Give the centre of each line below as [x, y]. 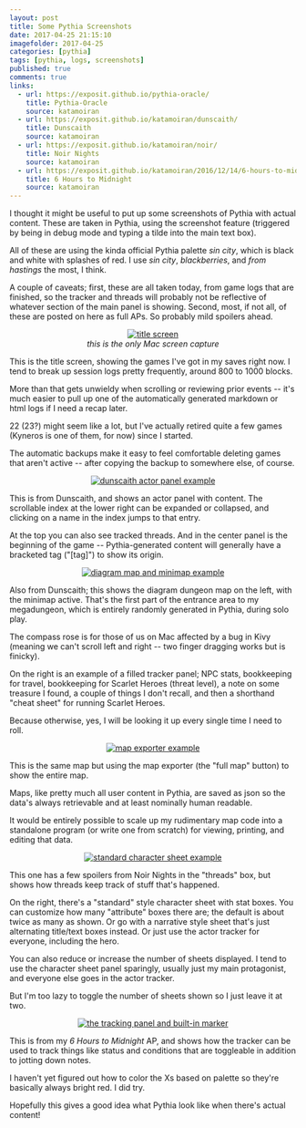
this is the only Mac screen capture [153, 344]
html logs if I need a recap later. [69, 409]
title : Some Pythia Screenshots [71, 26]
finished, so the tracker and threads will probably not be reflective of [138, 297]
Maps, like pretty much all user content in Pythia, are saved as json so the [148, 793]
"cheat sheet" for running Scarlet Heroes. [87, 703]
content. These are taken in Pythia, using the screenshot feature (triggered [149, 223]
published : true [40, 69]
